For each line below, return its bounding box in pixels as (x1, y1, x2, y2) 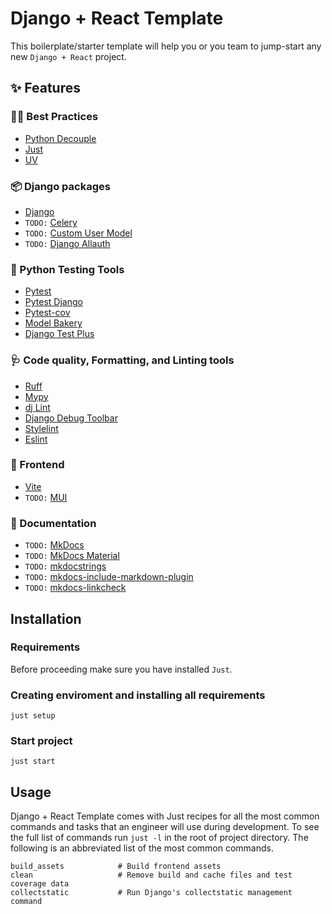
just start (10, 757, 56, 767)
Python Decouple (24, 132, 97, 144)
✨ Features (10, 80, 81, 97)
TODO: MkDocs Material (24, 550, 120, 562)
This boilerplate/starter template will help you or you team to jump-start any (10, 40, 322, 52)
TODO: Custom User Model (24, 227, 133, 239)
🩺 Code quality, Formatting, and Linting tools (10, 353, 235, 367)
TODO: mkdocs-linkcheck (24, 582, 127, 594)
